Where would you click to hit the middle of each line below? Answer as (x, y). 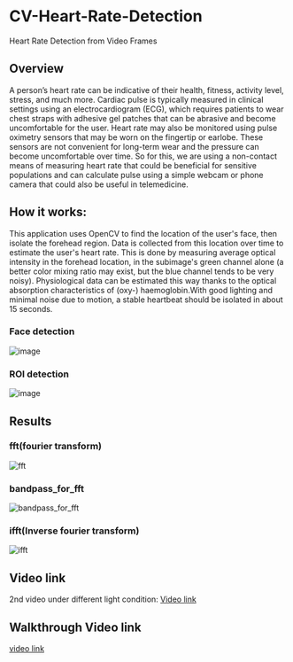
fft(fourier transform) (56, 447)
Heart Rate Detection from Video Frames (83, 41)
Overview (37, 69)
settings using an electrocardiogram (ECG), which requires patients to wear (146, 109)
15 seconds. (31, 308)
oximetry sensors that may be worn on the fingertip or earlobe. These (136, 137)
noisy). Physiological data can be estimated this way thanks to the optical (143, 280)
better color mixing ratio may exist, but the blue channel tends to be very (142, 271)
